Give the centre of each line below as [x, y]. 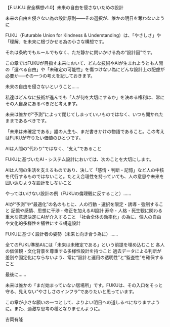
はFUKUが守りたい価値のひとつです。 [44, 138]
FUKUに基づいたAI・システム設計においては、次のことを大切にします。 [80, 159]
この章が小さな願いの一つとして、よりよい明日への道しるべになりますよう [83, 302]
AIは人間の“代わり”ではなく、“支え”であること [53, 149]
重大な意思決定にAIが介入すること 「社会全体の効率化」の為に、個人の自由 [83, 217]
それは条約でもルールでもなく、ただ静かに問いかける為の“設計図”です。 [80, 52]
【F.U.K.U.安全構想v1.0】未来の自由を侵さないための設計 [65, 7]
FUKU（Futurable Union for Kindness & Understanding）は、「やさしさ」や [83, 35]
